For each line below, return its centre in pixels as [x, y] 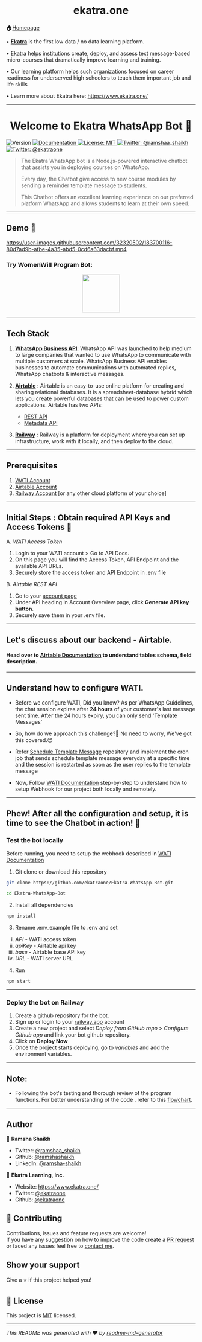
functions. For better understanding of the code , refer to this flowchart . [103, 1100]
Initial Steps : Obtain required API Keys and [88, 518]
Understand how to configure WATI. [75, 688]
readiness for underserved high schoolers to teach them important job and [99, 78]
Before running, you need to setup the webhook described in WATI [89, 853]
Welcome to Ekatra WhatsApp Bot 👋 [101, 126]
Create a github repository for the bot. [62, 1015]
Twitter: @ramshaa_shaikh [47, 1150]
